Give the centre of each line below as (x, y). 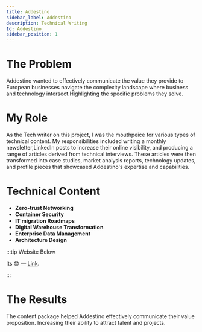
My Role (27, 118)
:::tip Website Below (31, 252)
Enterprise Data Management (53, 234)
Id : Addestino (24, 29)
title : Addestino (28, 12)
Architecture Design (41, 240)
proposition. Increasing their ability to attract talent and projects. (86, 322)
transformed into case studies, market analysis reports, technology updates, (101, 160)
